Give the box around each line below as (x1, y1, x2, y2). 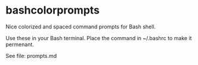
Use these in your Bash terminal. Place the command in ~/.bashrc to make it (5, 34, 192, 41)
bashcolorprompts (5, 4, 100, 17)
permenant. (5, 41, 34, 48)
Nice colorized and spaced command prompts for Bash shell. (5, 23, 156, 30)
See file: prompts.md (5, 52, 57, 59)
